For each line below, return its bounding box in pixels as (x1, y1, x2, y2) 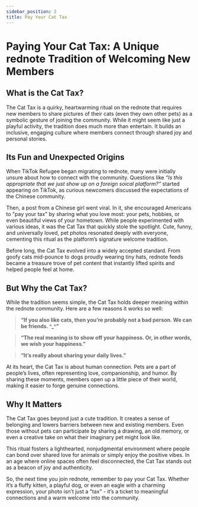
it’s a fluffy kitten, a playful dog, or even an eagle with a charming (6, 482, 165, 489)
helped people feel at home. (6, 266, 75, 273)
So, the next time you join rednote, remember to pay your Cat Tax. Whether (6, 475, 189, 482)
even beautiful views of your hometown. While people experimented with (6, 217, 184, 224)
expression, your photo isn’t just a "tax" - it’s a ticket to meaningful (6, 488, 168, 495)
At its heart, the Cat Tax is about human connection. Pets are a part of (6, 364, 176, 371)
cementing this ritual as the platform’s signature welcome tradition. (6, 235, 168, 243)
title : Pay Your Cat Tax (6, 14, 67, 20)
